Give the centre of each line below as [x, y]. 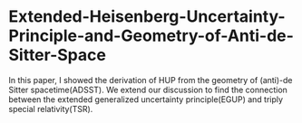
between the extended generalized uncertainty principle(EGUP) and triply [146, 99]
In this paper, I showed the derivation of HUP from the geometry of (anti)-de [151, 80]
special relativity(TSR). [51, 109]
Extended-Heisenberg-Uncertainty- [147, 17]
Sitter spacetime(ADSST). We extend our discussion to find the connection [148, 90]
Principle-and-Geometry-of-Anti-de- [151, 36]
